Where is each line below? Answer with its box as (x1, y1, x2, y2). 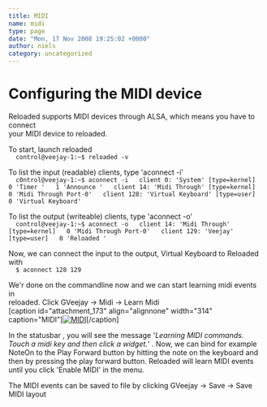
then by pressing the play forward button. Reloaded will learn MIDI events (8, 356, 254, 366)
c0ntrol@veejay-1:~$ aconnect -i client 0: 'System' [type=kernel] (15, 175, 256, 184)
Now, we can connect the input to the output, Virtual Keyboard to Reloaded (8, 249, 260, 258)
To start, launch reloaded (8, 144, 93, 154)
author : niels (8, 42, 57, 50)
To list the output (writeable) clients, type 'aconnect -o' (8, 211, 193, 221)
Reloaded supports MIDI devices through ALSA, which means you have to (8, 111, 256, 121)
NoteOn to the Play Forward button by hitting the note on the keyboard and (8, 347, 259, 357)
